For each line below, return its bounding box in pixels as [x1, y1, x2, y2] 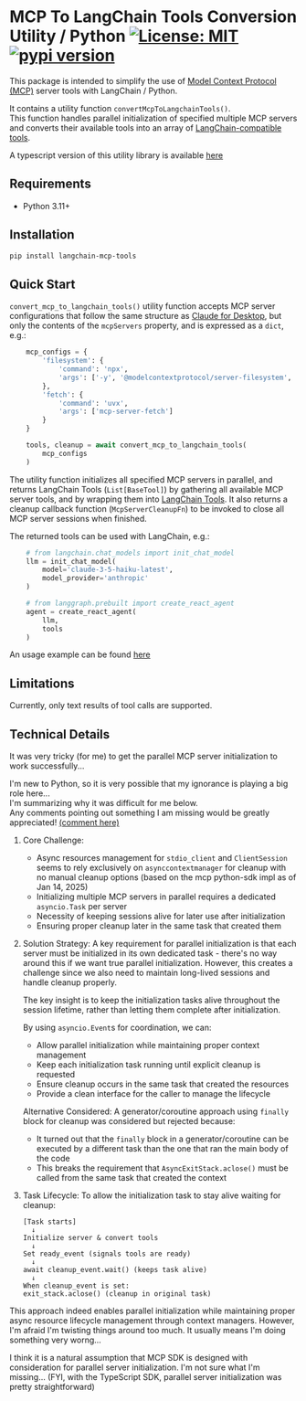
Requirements [9, 176, 91, 192]
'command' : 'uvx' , [58, 398, 129, 408]
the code [36, 1153, 70, 1163]
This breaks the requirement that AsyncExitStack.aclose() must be [36, 1162, 290, 1173]
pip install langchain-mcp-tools [9, 251, 137, 260]
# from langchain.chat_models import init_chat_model [26, 548, 235, 557]
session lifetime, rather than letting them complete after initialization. [22, 1004, 281, 1015]
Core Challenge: [22, 834, 84, 845]
